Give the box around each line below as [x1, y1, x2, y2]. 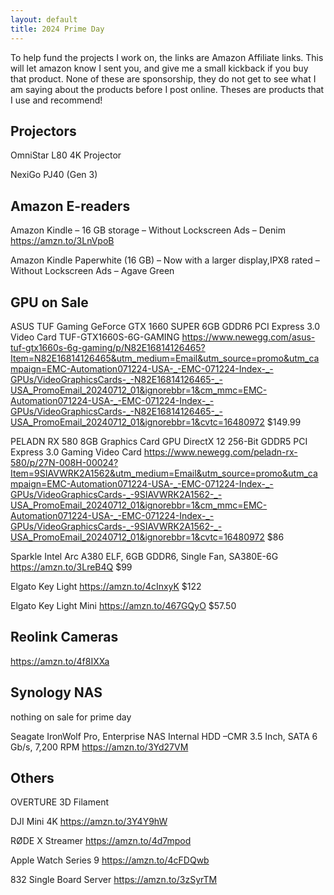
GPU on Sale [10, 294, 89, 311]
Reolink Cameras [10, 629, 119, 646]
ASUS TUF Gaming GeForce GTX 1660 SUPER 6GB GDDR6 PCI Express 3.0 [10, 320, 321, 332]
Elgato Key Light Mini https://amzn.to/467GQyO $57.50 [10, 599, 237, 611]
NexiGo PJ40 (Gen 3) [10, 169, 98, 181]
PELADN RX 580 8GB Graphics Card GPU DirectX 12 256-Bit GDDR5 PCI [10, 435, 308, 447]
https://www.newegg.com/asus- [181, 331, 316, 343]
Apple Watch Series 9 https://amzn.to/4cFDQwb [10, 854, 210, 866]
